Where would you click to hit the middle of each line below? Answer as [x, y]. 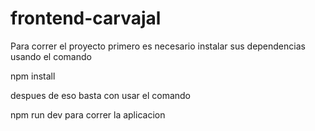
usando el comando [51, 56]
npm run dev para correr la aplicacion [88, 114]
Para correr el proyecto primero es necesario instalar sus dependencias [158, 46]
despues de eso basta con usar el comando [101, 95]
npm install [33, 76]
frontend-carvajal [86, 18]
